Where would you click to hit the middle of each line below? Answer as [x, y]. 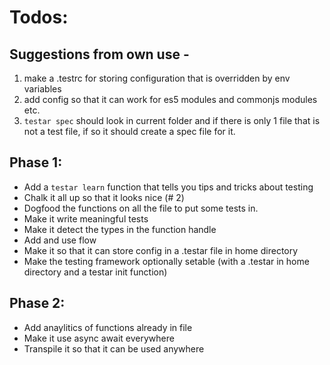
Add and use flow [60, 240]
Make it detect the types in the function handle [120, 229]
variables [42, 89]
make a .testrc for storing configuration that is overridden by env [157, 78]
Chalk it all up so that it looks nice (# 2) [104, 197]
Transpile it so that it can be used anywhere [114, 348]
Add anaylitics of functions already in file [108, 327]
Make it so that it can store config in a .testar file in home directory [161, 250]
